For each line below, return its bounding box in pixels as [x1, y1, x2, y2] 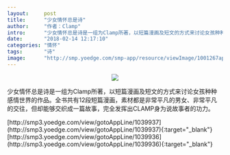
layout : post [7, 10, 57, 17]
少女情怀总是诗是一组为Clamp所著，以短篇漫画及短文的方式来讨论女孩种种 [7, 87, 218, 95]
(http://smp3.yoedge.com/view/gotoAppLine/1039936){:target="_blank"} [7, 140, 214, 148]
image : [7, 55, 26, 62]
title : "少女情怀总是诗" [7, 16, 86, 23]
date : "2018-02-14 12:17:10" [7, 36, 109, 43]
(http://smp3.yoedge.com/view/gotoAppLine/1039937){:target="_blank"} [7, 125, 213, 134]
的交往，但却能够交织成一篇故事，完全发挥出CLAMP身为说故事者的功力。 [7, 104, 214, 112]
